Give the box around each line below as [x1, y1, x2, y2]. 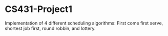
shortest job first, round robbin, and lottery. [5, 25, 96, 31]
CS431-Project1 [5, 3, 73, 15]
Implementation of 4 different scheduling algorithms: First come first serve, [5, 20, 163, 26]
